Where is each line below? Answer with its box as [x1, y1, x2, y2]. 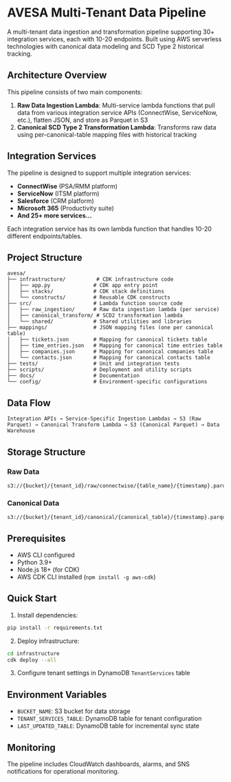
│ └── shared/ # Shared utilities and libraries [7, 318, 192, 325]
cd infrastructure [7, 650, 60, 657]
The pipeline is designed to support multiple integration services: [7, 169, 191, 177]
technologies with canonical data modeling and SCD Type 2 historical [7, 42, 204, 50]
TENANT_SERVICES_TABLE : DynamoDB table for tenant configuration [16, 715, 202, 723]
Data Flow [7, 397, 51, 409]
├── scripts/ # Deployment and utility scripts [7, 366, 192, 373]
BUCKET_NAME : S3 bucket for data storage [16, 707, 131, 715]
